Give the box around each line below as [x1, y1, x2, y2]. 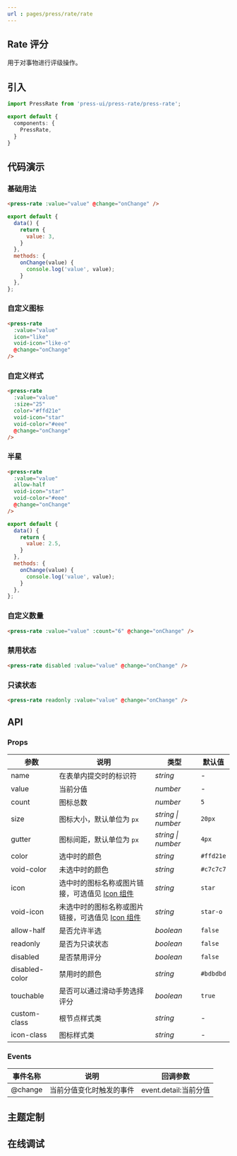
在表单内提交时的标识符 [59, 771, 138, 781]
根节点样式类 [59, 1013, 102, 1023]
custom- [11, 1008, 41, 1018]
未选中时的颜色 [59, 864, 109, 874]
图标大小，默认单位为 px [59, 814, 139, 824]
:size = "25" [13, 401, 46, 408]
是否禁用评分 [59, 952, 102, 962]
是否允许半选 [59, 925, 102, 935]
